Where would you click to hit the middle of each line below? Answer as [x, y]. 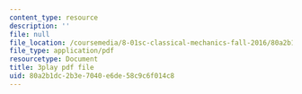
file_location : [38, 43]
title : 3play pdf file [52, 68]
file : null [30, 34]
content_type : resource [54, 17]
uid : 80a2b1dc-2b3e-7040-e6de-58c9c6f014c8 [92, 76]
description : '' [40, 26]
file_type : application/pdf [62, 51]
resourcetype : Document [54, 59]
